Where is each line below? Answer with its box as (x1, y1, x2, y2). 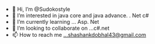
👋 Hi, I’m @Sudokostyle (11, 6, 71, 12)
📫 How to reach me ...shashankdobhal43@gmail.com (11, 32, 147, 38)
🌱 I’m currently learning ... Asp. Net (11, 18, 100, 25)
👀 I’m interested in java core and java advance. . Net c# (11, 12, 149, 19)
